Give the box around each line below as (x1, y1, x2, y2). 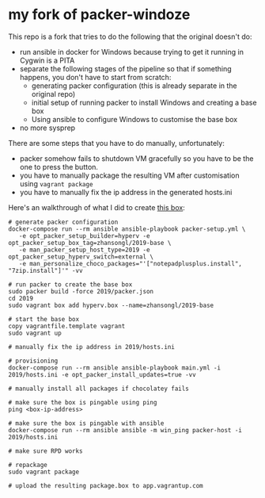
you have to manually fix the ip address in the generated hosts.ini (19, 187, 233, 197)
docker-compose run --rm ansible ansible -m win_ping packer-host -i (8, 426, 243, 434)
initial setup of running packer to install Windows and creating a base (31, 98, 257, 107)
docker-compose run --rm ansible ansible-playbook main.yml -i (8, 363, 221, 372)
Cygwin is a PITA (19, 56, 75, 65)
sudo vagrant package (8, 468, 80, 476)
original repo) (31, 89, 76, 98)
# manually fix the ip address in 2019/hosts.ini (8, 343, 176, 351)
